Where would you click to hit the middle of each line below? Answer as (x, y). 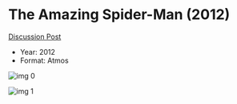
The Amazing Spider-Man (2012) (119, 15)
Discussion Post (35, 37)
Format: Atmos (44, 60)
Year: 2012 (38, 52)
